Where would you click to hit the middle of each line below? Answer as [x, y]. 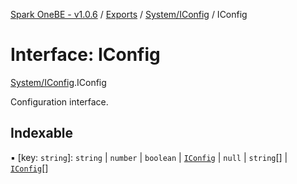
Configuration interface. [59, 101]
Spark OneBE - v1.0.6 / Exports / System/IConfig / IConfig [129, 14]
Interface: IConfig [85, 55]
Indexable [42, 133]
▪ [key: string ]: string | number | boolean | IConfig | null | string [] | [149, 157]
